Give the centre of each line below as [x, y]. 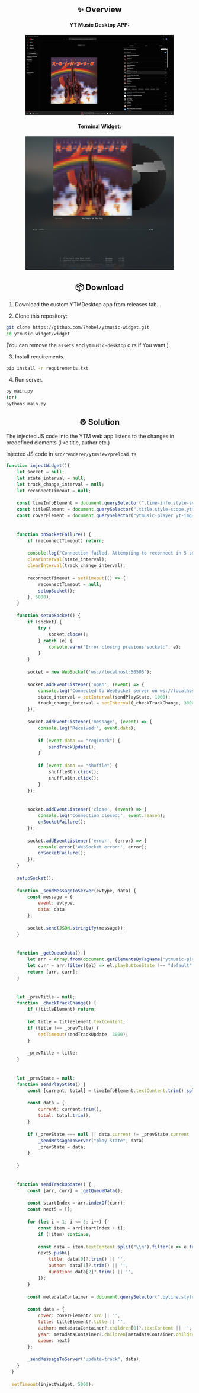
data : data [51, 910]
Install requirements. [40, 356]
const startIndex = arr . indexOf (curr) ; [77, 1203]
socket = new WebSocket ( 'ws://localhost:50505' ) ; [90, 672]
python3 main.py [26, 404]
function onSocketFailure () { [54, 534]
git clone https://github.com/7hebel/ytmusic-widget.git [78, 328]
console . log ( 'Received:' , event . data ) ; [87, 728]
